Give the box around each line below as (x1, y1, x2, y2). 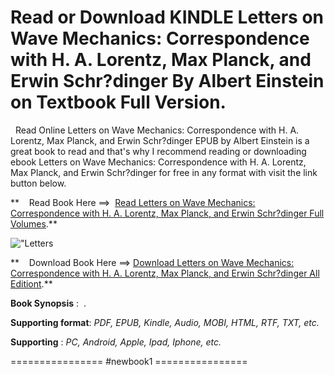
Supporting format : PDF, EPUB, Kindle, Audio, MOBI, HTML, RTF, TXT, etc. (10, 316, 320, 328)
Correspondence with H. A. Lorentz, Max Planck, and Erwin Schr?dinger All (10, 267, 320, 279)
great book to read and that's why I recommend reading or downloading (10, 145, 307, 157)
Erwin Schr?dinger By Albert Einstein (10, 70, 325, 93)
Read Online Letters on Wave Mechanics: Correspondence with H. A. (14, 124, 300, 136)
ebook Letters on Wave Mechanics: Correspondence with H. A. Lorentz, (10, 156, 307, 168)
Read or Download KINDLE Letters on (10, 6, 325, 29)
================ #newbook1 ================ (10, 355, 248, 367)
